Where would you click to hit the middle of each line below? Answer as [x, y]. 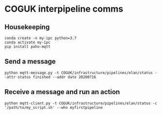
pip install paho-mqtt [27, 47]
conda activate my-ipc [27, 42]
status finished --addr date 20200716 [57, 77]
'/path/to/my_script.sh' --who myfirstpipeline [54, 107]
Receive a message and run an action [62, 92]
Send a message [30, 62]
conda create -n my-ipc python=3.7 [41, 38]
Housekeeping [27, 27]
